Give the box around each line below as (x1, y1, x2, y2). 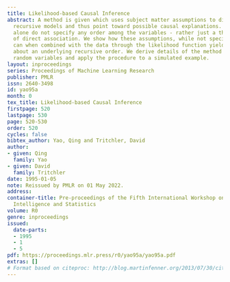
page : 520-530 (7, 118, 48, 125)
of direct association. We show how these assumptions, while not (13, 36, 207, 42)
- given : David (7, 162, 51, 170)
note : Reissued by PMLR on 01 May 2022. (7, 182, 125, 189)
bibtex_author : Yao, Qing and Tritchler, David (7, 138, 146, 144)
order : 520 (7, 125, 38, 131)
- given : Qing (7, 150, 48, 157)
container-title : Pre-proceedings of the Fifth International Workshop (7, 194, 216, 202)
